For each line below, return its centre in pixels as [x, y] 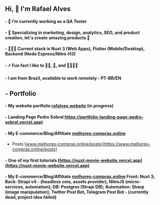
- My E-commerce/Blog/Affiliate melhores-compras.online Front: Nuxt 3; [80, 177]
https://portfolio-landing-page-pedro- [104, 117]
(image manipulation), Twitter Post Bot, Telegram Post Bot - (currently [77, 192]
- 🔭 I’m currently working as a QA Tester [46, 21]
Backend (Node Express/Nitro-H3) [40, 54]
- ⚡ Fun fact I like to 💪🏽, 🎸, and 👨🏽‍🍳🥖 [42, 65]
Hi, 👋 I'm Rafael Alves [38, 9]
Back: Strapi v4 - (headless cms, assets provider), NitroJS [65, 182]
